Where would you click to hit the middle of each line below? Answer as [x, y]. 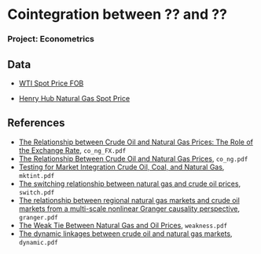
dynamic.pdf [38, 242]
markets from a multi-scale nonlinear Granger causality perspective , [129, 209]
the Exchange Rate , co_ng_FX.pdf [72, 150]
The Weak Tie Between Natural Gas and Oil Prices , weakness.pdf [123, 225]
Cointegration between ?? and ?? [117, 15]
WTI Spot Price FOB [51, 83]
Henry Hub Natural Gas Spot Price [74, 98]
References [36, 123]
